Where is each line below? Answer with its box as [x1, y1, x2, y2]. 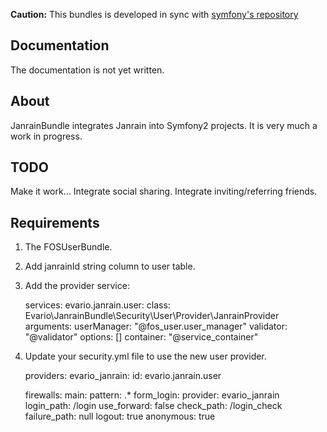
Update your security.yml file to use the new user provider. [24, 350, 267, 363]
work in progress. [10, 130, 83, 142]
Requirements [10, 214, 100, 231]
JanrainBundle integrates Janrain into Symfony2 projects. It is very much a [10, 119, 318, 131]
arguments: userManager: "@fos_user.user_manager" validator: [24, 320, 288, 333]
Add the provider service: [24, 280, 130, 292]
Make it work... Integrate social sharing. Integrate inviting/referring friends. [10, 185, 318, 198]
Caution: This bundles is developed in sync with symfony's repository [10, 9, 299, 20]
